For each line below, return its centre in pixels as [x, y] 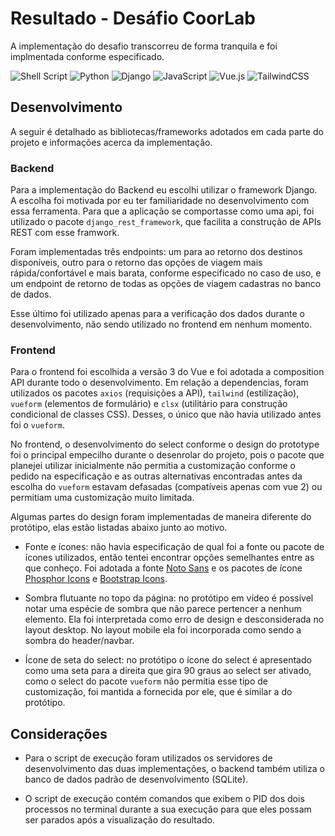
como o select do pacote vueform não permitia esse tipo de [146, 681]
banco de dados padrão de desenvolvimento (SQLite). [136, 779]
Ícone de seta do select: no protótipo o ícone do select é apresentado [168, 660]
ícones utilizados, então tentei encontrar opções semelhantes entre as [169, 558]
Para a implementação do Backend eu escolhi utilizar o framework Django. [164, 190]
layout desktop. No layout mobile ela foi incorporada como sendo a [163, 630]
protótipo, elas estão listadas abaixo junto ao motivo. [119, 528]
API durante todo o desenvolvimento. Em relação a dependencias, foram [159, 383]
